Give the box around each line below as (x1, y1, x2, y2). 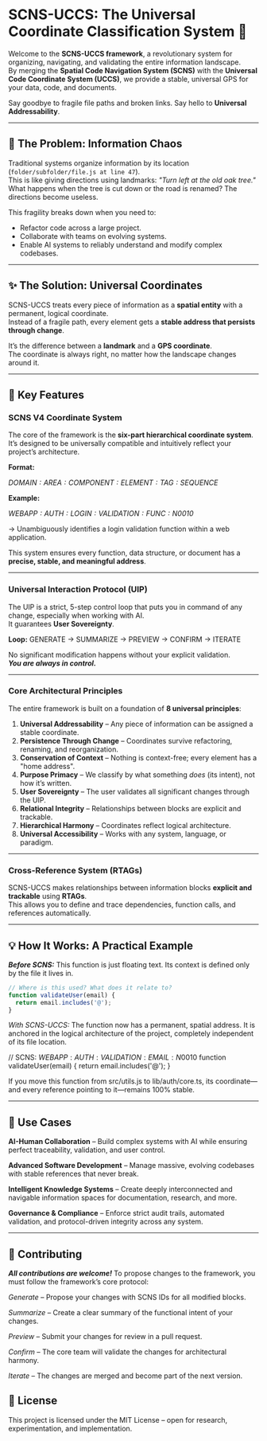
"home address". (19, 761, 75, 771)
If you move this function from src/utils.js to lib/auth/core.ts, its (8, 1076, 214, 1086)
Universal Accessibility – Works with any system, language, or (19, 829, 226, 838)
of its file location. (8, 1037, 68, 1047)
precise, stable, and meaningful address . (8, 556, 147, 566)
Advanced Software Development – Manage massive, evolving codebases (8, 1161, 255, 1170)
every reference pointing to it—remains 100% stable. (22, 1085, 195, 1095)
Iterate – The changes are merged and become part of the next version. (8, 1371, 243, 1380)
